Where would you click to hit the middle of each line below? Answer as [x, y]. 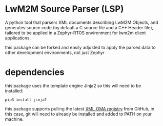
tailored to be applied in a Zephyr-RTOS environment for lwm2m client [76, 33]
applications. [18, 38]
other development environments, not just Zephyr [55, 53]
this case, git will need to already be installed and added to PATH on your [79, 114]
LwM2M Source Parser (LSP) [64, 9]
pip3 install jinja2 [26, 100]
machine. [14, 119]
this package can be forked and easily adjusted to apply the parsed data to [81, 47]
